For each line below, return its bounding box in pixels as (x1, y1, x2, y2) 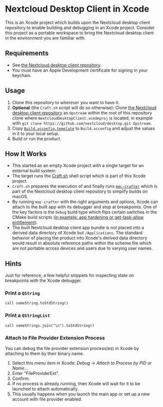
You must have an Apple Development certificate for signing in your (12, 67, 148, 73)
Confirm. (12, 376, 30, 382)
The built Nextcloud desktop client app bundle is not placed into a (12, 225, 145, 231)
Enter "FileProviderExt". (12, 370, 59, 376)
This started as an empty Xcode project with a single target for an (12, 163, 144, 168)
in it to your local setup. (12, 130, 59, 136)
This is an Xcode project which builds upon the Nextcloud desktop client (5, 19, 150, 25)
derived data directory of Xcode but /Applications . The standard (12, 230, 143, 236)
